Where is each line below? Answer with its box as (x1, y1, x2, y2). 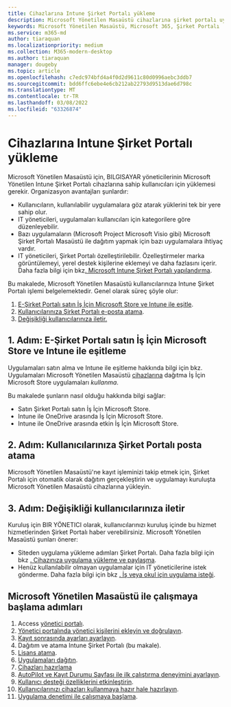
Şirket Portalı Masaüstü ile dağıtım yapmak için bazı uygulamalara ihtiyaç (17, 237, 223, 245)
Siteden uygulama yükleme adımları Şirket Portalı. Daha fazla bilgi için (17, 548, 215, 557)
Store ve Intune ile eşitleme (8, 345, 127, 357)
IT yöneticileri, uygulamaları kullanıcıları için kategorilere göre (17, 215, 191, 223)
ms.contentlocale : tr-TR (8, 93, 79, 100)
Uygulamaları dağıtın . (17, 656, 78, 664)
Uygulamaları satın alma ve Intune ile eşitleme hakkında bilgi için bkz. (8, 363, 203, 371)
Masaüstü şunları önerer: (8, 535, 78, 544)
